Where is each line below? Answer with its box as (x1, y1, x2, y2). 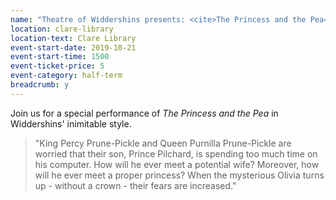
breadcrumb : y (10, 80, 70, 90)
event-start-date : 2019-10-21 (10, 42, 137, 53)
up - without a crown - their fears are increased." (34, 179, 237, 191)
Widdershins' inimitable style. (10, 117, 132, 130)
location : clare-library (10, 24, 114, 34)
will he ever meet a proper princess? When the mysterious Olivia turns (34, 169, 325, 181)
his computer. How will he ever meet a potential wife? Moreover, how (34, 158, 320, 170)
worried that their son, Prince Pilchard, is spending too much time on (34, 147, 318, 160)
